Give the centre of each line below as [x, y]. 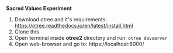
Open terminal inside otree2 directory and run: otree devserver [91, 38]
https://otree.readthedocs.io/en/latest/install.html [74, 26]
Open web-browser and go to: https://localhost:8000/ [79, 44]
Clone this [27, 32]
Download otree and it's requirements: [60, 19]
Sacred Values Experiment [39, 8]
